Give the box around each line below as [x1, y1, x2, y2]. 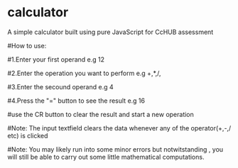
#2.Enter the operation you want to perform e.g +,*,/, [7, 69, 161, 77]
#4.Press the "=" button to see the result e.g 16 [7, 96, 146, 105]
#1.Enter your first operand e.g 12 [7, 55, 105, 64]
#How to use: [7, 41, 47, 50]
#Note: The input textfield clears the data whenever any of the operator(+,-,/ [7, 123, 232, 132]
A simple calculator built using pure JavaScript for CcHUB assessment [7, 28, 214, 36]
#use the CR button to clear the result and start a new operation [7, 110, 194, 118]
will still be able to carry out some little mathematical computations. [7, 152, 205, 161]
